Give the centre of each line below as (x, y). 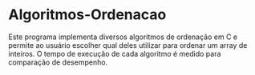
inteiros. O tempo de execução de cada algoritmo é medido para (115, 53)
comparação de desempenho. (58, 62)
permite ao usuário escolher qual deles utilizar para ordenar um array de (128, 45)
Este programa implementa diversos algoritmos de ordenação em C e (123, 37)
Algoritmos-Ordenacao (87, 15)
